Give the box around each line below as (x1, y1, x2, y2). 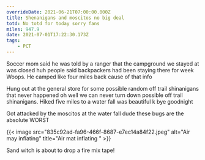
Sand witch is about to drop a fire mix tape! (6, 147, 115, 154)
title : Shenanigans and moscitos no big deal (6, 15, 124, 21)
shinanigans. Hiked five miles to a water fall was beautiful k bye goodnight (6, 97, 193, 105)
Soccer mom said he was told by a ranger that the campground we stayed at (6, 59, 199, 67)
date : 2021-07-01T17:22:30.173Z (6, 32, 89, 38)
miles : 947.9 (6, 26, 40, 32)
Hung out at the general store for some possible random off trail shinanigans (6, 85, 199, 92)
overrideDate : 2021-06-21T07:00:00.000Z (6, 9, 111, 15)
